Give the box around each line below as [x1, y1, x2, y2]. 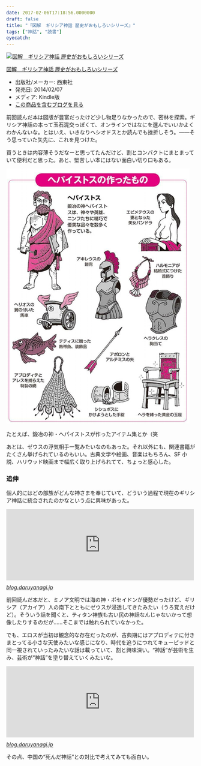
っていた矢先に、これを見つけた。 [16, 136, 101, 143]
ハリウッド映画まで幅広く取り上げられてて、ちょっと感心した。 [16, 458, 174, 465]
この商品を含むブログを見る [14, 101, 84, 108]
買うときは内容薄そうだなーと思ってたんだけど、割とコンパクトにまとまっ [6, 149, 190, 156]
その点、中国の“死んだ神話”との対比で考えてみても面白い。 [6, 753, 152, 761]
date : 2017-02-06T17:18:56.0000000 [6, 10, 95, 16]
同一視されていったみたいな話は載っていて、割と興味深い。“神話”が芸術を [6, 647, 189, 654]
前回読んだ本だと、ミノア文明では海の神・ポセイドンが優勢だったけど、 [6, 596, 185, 603]
